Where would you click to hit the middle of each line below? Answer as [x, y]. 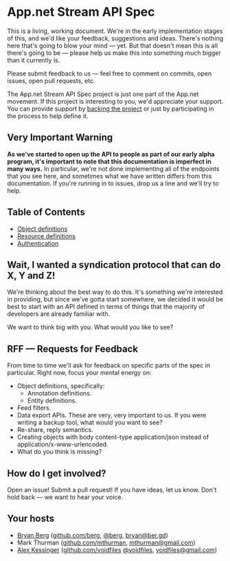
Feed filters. [34, 408]
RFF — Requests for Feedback [73, 348]
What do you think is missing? [59, 452]
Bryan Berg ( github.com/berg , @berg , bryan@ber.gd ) [92, 535]
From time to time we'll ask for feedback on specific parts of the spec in [109, 365]
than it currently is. [34, 60]
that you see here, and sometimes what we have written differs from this [110, 176]
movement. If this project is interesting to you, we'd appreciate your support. [115, 101]
